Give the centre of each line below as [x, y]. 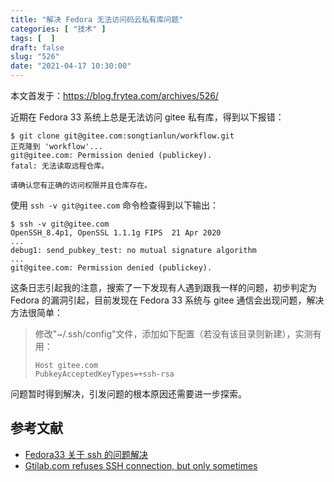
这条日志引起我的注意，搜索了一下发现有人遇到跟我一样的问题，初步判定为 [163, 287]
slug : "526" [35, 57]
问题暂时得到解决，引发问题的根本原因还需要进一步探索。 [128, 394]
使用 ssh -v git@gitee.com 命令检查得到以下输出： [115, 205]
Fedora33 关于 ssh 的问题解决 [86, 454]
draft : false [37, 47]
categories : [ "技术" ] [58, 29]
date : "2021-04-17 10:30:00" [71, 66]
